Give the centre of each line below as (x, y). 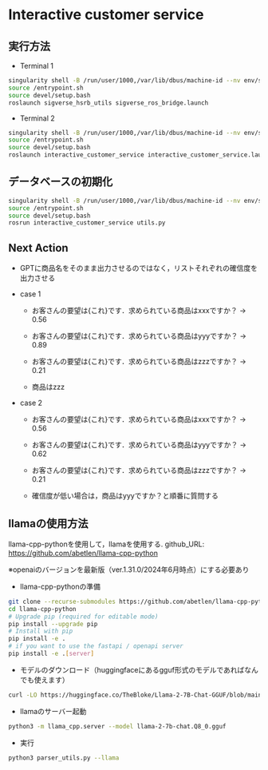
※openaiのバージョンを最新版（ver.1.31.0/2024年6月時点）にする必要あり (129, 570)
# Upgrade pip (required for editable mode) (83, 617)
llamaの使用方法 (48, 524)
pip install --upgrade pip (53, 624)
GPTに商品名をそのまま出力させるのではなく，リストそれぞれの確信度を (138, 268)
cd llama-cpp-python (43, 609)
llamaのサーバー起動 (53, 711)
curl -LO (23, 695)
